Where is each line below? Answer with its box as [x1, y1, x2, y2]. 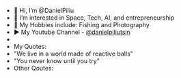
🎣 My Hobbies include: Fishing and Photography [13, 21, 150, 28]
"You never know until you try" [13, 57, 100, 64]
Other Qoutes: [13, 64, 54, 72]
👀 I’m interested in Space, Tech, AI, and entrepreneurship [13, 14, 175, 22]
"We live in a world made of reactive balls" [13, 50, 133, 58]
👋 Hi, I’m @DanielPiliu [13, 7, 74, 14]
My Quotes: [13, 43, 46, 50]
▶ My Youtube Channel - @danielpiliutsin [13, 28, 131, 36]
